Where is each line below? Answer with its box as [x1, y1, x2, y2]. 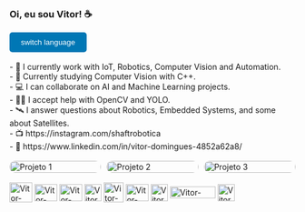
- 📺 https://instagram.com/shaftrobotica [9, 128, 162, 139]
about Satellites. [9, 117, 70, 129]
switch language [21, 37, 75, 47]
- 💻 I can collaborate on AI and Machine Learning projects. [9, 81, 231, 93]
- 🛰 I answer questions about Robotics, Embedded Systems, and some [9, 105, 277, 116]
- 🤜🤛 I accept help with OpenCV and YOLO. [9, 95, 171, 106]
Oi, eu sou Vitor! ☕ [9, 7, 93, 20]
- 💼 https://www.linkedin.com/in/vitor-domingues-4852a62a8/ [9, 141, 242, 152]
